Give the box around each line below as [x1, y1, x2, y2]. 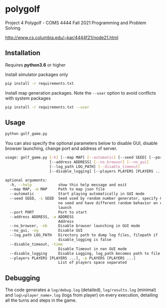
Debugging [5, 274, 41, 282]
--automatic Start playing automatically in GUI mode [9, 191, 145, 197]
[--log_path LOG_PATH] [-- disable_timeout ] [49, 164, 140, 169]
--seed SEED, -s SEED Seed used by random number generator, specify [9, 196, 158, 201]
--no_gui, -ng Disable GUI [9, 228, 83, 233]
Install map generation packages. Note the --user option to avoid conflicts [5, 90, 157, 96]
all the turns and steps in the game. [5, 297, 77, 304]
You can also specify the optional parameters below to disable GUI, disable [5, 140, 158, 146]
